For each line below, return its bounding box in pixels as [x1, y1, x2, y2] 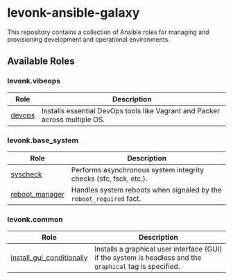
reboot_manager [10, 189, 64, 199]
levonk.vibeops [7, 76, 61, 86]
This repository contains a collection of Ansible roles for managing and [7, 28, 209, 36]
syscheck [10, 169, 42, 179]
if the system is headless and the [94, 253, 202, 263]
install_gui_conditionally [10, 253, 88, 263]
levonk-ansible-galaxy [7, 5, 140, 21]
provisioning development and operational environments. [7, 35, 170, 43]
